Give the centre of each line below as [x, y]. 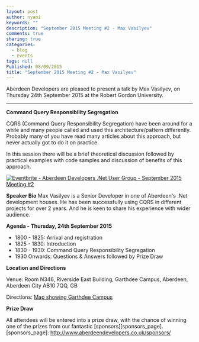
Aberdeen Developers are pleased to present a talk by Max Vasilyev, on [93, 89]
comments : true [25, 34]
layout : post [22, 12]
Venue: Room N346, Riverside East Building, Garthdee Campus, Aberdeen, [97, 279]
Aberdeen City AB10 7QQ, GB [42, 286]
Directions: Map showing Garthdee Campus [60, 297]
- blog [20, 50]
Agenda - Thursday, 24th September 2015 [59, 226]
